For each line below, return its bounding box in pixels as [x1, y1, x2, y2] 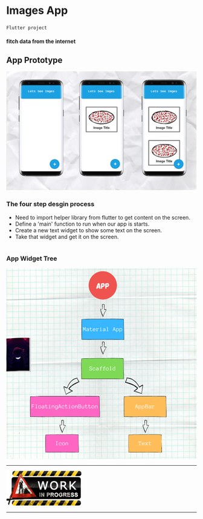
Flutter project [6, 25, 47, 31]
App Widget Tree [6, 254, 57, 263]
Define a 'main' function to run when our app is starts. [14, 220, 150, 227]
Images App [6, 4, 68, 18]
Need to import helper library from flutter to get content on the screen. [14, 214, 190, 221]
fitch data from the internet [6, 38, 76, 45]
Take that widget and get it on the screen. [14, 233, 119, 240]
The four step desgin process [6, 200, 95, 209]
